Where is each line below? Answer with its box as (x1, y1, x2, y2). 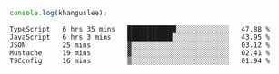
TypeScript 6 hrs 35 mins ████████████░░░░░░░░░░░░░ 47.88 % (9, 24, 271, 33)
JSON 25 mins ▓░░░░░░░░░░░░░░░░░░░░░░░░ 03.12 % (9, 41, 271, 50)
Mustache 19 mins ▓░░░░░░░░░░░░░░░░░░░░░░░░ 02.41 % (9, 48, 271, 58)
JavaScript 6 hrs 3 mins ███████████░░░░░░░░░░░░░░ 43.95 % (9, 32, 271, 42)
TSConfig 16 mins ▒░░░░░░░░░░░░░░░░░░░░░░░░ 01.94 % (9, 56, 271, 65)
